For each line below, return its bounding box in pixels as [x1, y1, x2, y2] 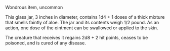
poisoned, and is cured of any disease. [5, 40, 86, 46]
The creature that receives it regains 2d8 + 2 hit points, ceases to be [5, 35, 148, 40]
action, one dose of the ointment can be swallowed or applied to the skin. [5, 25, 158, 31]
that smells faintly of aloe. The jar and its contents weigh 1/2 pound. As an [5, 20, 159, 25]
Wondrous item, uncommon [5, 5, 63, 10]
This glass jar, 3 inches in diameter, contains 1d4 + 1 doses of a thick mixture [5, 14, 165, 20]
